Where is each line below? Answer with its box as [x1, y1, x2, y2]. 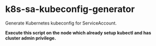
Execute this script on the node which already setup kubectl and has [5, 29, 151, 35]
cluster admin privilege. [5, 35, 56, 41]
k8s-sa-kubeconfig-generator [5, 3, 135, 15]
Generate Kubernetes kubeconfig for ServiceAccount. [5, 20, 117, 26]
